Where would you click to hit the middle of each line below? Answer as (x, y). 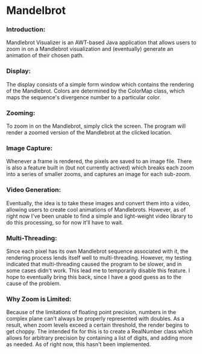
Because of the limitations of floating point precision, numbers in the (91, 312)
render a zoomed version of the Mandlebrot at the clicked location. (89, 133)
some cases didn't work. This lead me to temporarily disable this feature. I (98, 270)
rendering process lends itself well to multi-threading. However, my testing (99, 257)
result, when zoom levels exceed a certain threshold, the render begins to (98, 325)
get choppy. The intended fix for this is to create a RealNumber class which (100, 332)
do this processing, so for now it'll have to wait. (65, 222)
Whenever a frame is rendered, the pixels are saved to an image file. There (99, 162)
